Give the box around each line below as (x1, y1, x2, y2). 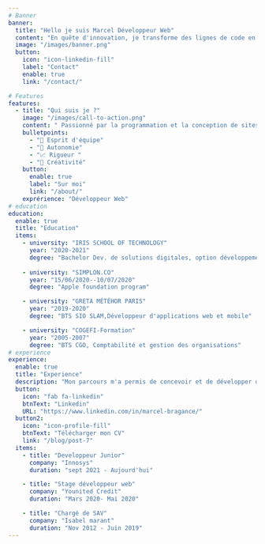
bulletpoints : (22, 129, 69, 137)
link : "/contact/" (22, 77, 83, 85)
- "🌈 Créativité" (28, 158, 87, 166)
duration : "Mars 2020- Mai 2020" (28, 495, 140, 503)
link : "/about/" (28, 187, 83, 195)
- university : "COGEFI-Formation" (22, 326, 136, 334)
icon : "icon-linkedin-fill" (22, 56, 114, 64)
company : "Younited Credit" (28, 488, 122, 496)
